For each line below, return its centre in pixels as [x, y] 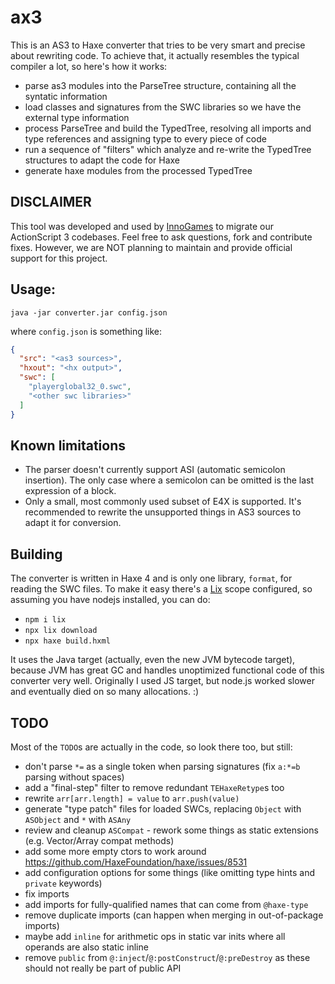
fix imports [47, 894]
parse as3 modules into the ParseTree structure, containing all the [160, 85]
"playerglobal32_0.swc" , [80, 387]
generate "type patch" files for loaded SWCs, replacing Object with [163, 809]
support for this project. [59, 258]
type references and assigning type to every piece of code [145, 138]
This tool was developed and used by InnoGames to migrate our [142, 226]
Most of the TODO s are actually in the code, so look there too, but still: [151, 747]
